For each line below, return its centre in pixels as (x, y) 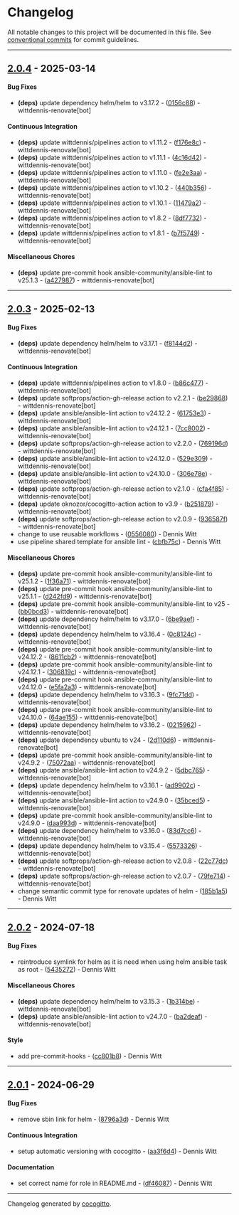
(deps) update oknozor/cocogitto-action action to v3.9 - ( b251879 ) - (118, 504)
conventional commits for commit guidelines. (73, 39)
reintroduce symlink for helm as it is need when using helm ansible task (122, 962)
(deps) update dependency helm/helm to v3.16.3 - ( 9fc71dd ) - (108, 694)
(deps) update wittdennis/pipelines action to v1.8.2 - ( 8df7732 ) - (112, 218)
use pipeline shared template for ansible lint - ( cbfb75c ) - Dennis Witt (119, 541)
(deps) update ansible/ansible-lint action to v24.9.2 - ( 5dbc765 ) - (113, 770)
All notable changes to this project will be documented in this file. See (110, 32)
